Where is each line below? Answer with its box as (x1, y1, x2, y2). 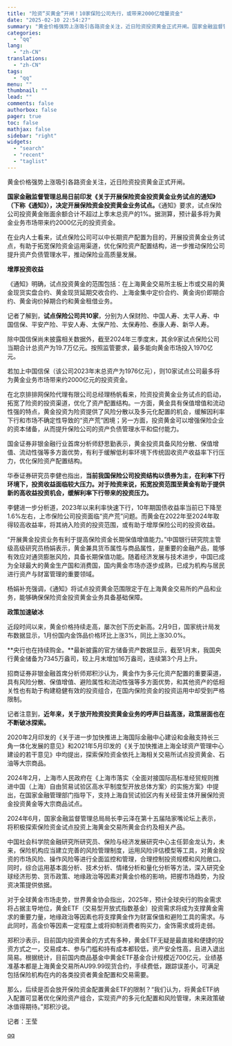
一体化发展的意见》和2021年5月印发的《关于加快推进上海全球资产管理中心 (12, 741, 224, 750)
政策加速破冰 (7, 607, 43, 616)
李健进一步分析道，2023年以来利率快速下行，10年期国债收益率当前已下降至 (7, 503, 222, 511)
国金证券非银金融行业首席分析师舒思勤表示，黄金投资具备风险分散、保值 (7, 439, 213, 448)
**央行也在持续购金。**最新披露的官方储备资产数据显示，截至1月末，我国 (7, 645, 215, 654)
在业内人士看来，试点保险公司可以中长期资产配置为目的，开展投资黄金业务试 (7, 233, 225, 241)
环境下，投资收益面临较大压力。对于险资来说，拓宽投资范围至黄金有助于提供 (7, 479, 225, 488)
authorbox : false (7, 106, 57, 113)
